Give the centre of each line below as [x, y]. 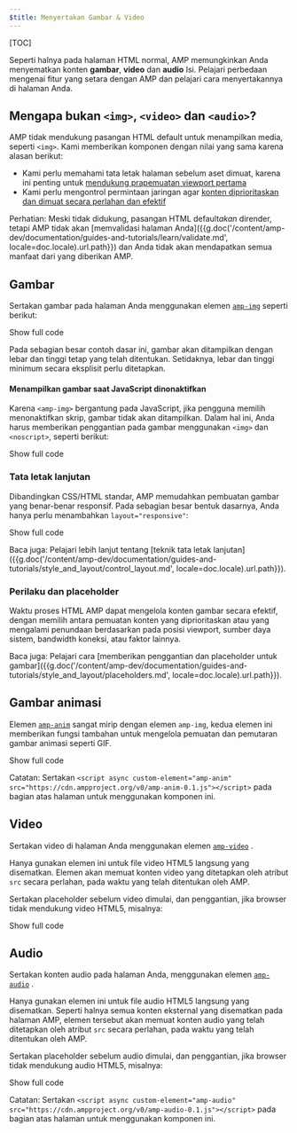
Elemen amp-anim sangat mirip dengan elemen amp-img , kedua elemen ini [141, 724]
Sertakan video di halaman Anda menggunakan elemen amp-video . [131, 846]
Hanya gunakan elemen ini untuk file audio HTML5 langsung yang [129, 1001]
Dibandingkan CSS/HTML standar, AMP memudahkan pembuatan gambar [144, 496]
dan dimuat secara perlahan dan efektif [94, 201]
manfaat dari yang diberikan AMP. [71, 256]
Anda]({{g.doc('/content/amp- [230, 228]
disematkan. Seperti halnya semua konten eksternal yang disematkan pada [146, 1011]
